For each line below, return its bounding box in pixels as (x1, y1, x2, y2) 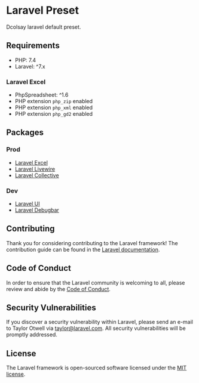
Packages (6, 128, 44, 138)
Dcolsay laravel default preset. (6, 23, 81, 30)
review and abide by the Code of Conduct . (6, 285, 111, 292)
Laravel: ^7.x (14, 63, 46, 70)
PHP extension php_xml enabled (14, 104, 93, 111)
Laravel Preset (6, 4, 79, 17)
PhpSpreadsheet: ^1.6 (14, 91, 69, 98)
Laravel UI (14, 200, 40, 208)
